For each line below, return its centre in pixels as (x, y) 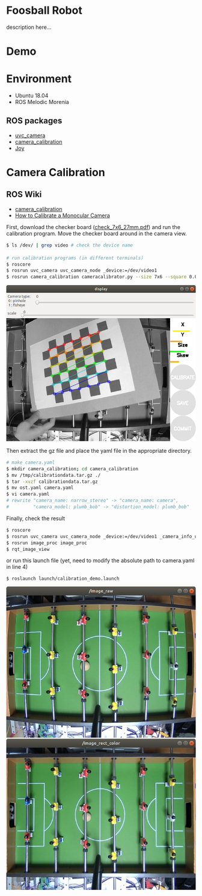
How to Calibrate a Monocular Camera (62, 215)
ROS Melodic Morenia (42, 102)
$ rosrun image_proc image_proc (47, 543)
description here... (29, 27)
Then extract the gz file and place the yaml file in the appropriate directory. (99, 450)
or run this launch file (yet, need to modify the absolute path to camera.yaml (100, 560)
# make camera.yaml (31, 462)
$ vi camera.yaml (28, 494)
